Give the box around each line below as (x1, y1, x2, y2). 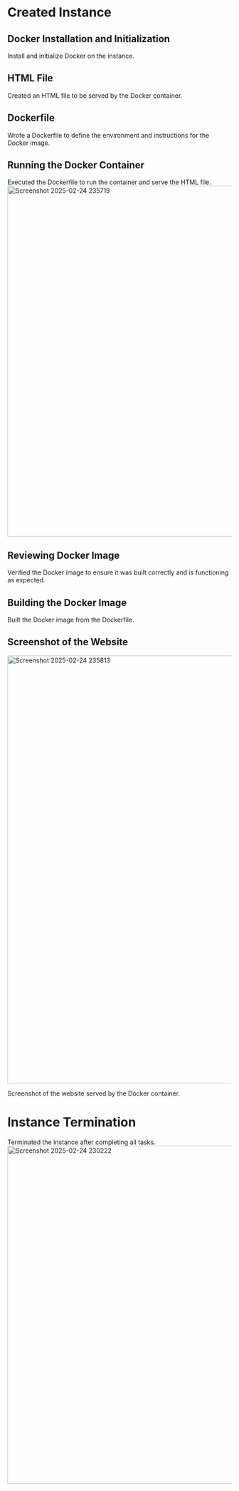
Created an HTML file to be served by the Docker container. (7, 91, 183, 100)
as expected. (7, 576, 46, 585)
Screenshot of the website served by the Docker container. (7, 1089, 180, 1098)
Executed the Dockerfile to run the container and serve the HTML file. (7, 178, 211, 186)
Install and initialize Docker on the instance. (7, 51, 135, 60)
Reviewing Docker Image (7, 549, 120, 561)
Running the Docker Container (7, 159, 144, 171)
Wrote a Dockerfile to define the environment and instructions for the (7, 131, 210, 139)
